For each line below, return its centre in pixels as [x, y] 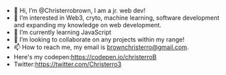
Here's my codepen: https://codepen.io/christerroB [85, 57]
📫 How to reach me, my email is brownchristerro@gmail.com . [101, 47]
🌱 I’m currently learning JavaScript [62, 32]
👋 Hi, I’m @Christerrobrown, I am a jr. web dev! [79, 11]
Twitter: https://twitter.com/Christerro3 [67, 64]
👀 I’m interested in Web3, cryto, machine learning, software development [116, 18]
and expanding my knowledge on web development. [88, 25]
